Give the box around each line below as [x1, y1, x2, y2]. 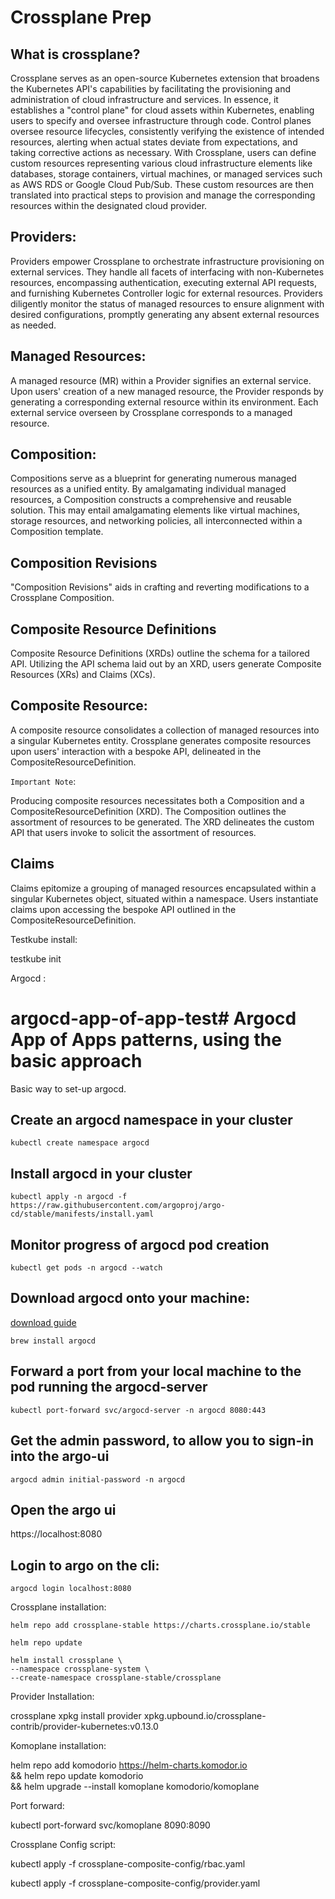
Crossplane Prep [10, 6, 152, 29]
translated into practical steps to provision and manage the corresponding [10, 189, 316, 201]
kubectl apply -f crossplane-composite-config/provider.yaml [10, 1877, 261, 1890]
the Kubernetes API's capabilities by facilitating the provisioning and [10, 83, 292, 95]
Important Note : [10, 775, 77, 787]
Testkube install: [10, 933, 78, 945]
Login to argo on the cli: [10, 1557, 160, 1574]
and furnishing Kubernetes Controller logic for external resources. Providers [10, 287, 323, 299]
